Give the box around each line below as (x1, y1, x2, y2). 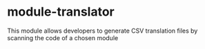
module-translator (7, 4, 115, 20)
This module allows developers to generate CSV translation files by (7, 27, 198, 35)
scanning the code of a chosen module (7, 33, 119, 42)
